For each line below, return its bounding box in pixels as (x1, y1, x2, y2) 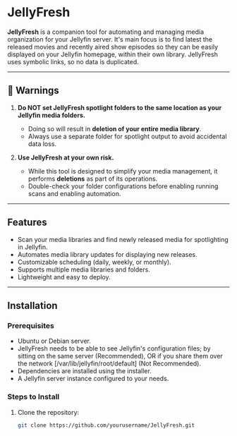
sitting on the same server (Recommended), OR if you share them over (17, 352, 224, 361)
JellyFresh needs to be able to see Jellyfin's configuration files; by (17, 344, 211, 353)
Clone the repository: (17, 408, 80, 416)
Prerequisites (7, 320, 54, 330)
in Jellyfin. (17, 243, 48, 251)
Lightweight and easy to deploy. (17, 272, 111, 281)
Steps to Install (7, 392, 60, 402)
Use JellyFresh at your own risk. (17, 153, 114, 162)
